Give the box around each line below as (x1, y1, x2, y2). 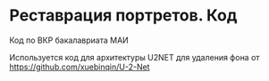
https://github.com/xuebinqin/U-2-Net (9, 61, 150, 72)
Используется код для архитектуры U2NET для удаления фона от (9, 52, 260, 62)
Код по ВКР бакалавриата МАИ (9, 35, 130, 45)
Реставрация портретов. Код (9, 5, 238, 26)
